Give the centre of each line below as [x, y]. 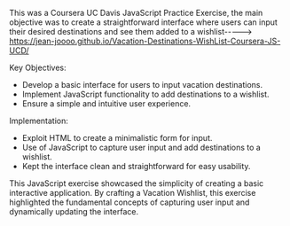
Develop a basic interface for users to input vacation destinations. [142, 85]
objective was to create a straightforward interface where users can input [143, 22]
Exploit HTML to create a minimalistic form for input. [117, 138]
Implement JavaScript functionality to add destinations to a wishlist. [145, 94]
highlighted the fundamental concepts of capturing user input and [129, 202]
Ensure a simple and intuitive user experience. [106, 104]
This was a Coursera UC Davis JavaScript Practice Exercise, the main [136, 13]
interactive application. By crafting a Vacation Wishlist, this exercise [133, 193]
